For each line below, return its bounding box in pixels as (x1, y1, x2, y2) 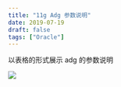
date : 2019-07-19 (8, 19, 65, 26)
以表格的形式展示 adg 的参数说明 (8, 55, 113, 64)
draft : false (8, 26, 51, 33)
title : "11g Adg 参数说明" (8, 11, 91, 19)
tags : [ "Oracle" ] (8, 33, 65, 41)
